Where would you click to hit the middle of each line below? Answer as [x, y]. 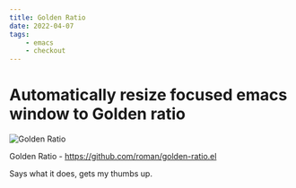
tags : [19, 34]
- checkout [46, 51]
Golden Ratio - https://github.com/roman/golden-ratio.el [113, 157]
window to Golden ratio [97, 114]
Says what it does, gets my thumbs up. [81, 174]
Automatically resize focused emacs [148, 95]
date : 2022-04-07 [42, 26]
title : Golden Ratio [48, 17]
